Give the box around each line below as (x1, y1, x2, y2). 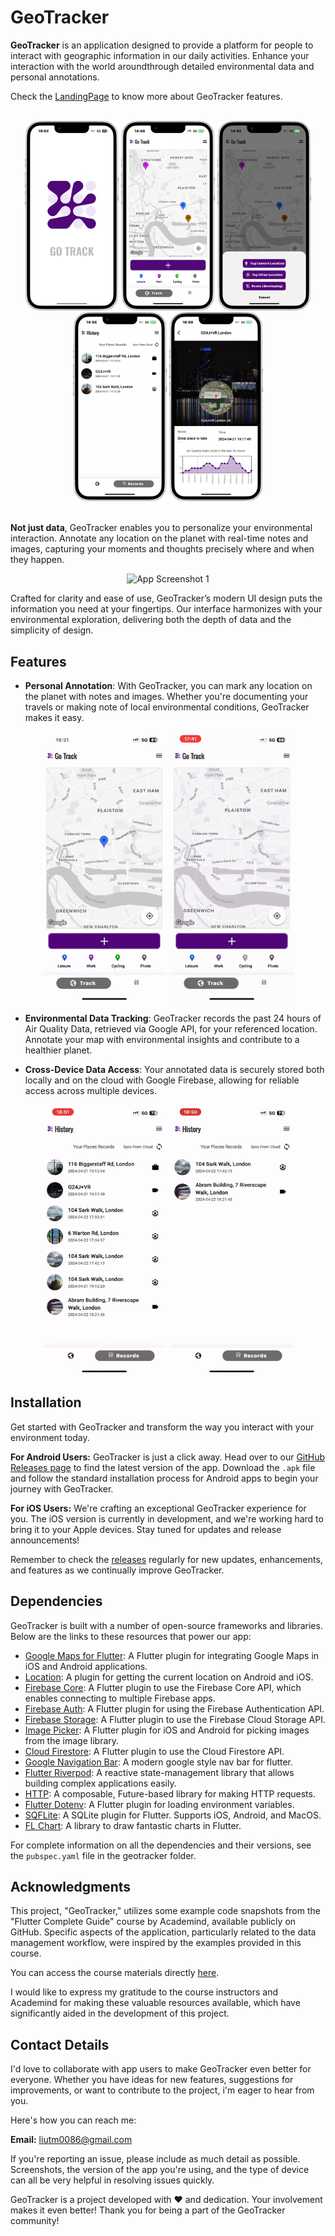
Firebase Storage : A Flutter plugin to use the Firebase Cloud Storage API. (24, 1713, 326, 1725)
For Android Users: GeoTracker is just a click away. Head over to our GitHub (10, 1451, 326, 1463)
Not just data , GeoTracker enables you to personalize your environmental (10, 522, 313, 534)
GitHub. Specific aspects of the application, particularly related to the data (10, 1926, 317, 1938)
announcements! (10, 1534, 80, 1546)
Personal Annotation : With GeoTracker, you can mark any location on (24, 680, 313, 692)
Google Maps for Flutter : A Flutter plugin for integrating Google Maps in (24, 1649, 320, 1661)
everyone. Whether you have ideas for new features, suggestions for (10, 2074, 294, 2086)
